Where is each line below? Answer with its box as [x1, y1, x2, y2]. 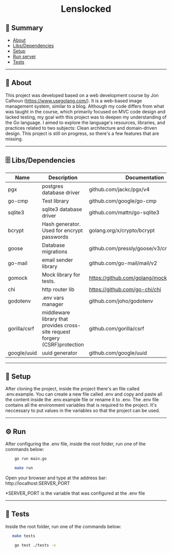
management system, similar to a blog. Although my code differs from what [5, 103, 164, 109]
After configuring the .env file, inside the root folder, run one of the [5, 441, 146, 447]
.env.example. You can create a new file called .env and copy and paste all [5, 391, 163, 398]
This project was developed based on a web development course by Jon [5, 92, 159, 98]
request [52, 328, 71, 335]
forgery [41, 334, 60, 342]
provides [41, 322, 63, 329]
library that [41, 315, 68, 322]
